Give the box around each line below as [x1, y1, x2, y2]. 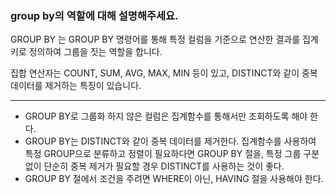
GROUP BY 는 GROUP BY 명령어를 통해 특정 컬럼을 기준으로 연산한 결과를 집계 [10, 33, 319, 46]
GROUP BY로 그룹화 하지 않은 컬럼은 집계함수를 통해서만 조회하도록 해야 [24, 110, 308, 122]
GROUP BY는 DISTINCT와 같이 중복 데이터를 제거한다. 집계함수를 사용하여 [24, 135, 317, 147]
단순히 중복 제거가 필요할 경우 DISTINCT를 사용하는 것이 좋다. [43, 160, 285, 172]
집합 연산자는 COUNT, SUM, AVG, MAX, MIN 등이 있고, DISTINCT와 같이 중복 [10, 67, 318, 79]
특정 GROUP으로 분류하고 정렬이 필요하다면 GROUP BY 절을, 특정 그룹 [24, 148, 302, 160]
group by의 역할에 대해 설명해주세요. [10, 8, 179, 22]
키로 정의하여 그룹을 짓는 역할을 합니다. [10, 46, 163, 58]
